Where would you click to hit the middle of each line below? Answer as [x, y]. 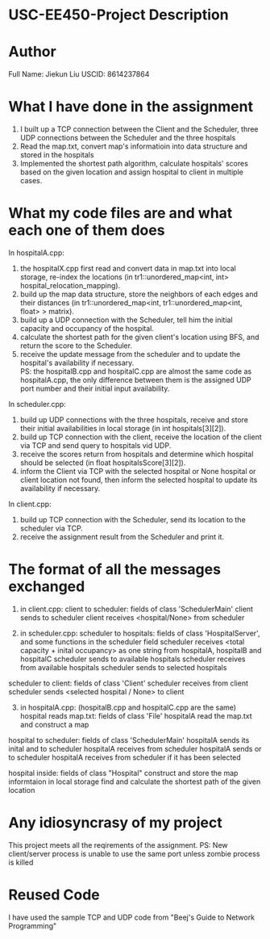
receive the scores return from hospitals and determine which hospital [137, 454]
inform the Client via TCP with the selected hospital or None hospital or [138, 471]
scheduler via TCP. [51, 528]
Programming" [33, 925]
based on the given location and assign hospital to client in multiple [131, 172]
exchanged [47, 587]
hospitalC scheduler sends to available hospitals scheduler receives [133, 659]
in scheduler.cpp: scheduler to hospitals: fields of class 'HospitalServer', [140, 633]
